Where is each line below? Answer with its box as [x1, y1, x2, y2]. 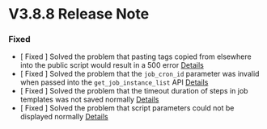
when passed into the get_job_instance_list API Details [19, 77, 209, 87]
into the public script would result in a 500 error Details [19, 60, 204, 70]
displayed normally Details [19, 112, 108, 122]
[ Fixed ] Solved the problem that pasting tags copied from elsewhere [19, 52, 252, 61]
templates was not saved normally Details [19, 94, 159, 105]
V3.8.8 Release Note [8, 5, 150, 23]
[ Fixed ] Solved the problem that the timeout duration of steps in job [19, 86, 248, 96]
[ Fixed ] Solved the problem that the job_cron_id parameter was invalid [19, 69, 260, 79]
